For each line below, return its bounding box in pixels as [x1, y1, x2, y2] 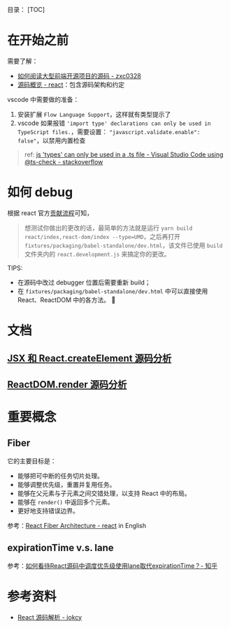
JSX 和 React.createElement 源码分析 [7, 353, 172, 365]
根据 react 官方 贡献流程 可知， [7, 208, 93, 217]
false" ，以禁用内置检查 [17, 136, 86, 145]
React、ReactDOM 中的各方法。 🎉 [17, 295, 116, 304]
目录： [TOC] [7, 6, 45, 13]
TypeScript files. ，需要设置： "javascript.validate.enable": [17, 127, 201, 136]
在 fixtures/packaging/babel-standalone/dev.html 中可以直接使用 [17, 286, 208, 295]
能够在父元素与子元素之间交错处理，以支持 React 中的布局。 [17, 489, 191, 497]
